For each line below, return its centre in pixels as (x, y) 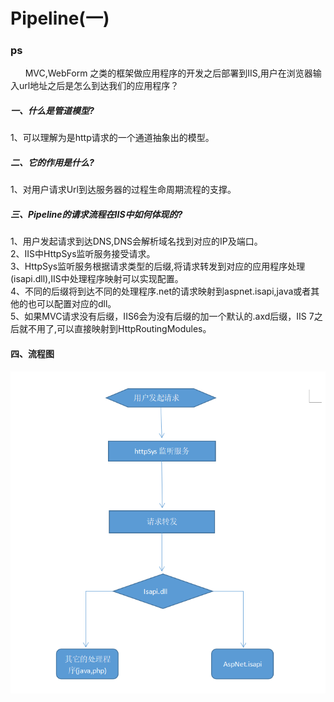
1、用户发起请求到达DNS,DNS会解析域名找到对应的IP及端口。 (136, 241)
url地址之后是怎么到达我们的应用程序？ (99, 86)
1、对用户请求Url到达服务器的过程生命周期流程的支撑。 (123, 190)
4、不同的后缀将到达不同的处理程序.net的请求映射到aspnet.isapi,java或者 (161, 291)
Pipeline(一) (60, 18)
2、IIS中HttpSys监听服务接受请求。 (83, 254)
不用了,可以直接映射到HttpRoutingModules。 (119, 329)
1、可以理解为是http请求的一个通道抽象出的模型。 (112, 138)
